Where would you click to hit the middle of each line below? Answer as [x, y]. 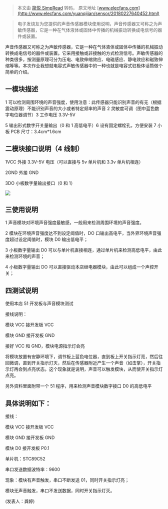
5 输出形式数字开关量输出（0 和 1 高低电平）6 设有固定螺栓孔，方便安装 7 [81, 125]
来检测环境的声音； [25, 256]
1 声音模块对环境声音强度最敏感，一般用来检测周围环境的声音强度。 [74, 222]
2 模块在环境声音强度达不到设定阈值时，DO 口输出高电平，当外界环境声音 [81, 233]
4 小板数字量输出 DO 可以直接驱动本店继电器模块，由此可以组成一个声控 [79, 267]
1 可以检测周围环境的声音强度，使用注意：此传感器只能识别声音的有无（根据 [83, 102]
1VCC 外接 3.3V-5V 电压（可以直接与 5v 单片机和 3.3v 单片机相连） [74, 161]
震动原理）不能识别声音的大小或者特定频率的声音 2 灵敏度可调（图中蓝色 [80, 108]
